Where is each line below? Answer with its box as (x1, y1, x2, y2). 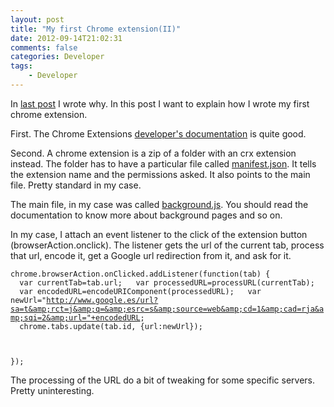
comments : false (10, 42, 78, 53)
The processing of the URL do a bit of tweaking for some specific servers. (10, 374, 316, 386)
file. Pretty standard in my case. (10, 179, 142, 191)
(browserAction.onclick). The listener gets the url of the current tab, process (10, 239, 325, 251)
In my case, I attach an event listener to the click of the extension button (10, 228, 308, 240)
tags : (10, 61, 33, 71)
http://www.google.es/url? (46, 295, 159, 305)
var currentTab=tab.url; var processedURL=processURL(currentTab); (19, 277, 315, 288)
